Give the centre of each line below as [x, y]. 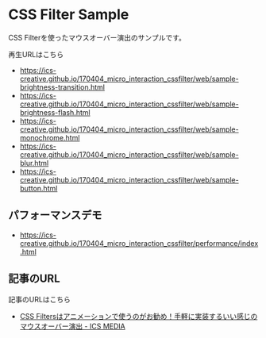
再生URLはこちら [36, 54]
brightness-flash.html [55, 112]
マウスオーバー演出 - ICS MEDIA [72, 326]
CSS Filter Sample [69, 15]
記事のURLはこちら [40, 299]
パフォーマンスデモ [55, 215]
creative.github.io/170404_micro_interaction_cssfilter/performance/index [139, 243]
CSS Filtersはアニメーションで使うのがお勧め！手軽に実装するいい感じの [139, 316]
